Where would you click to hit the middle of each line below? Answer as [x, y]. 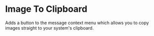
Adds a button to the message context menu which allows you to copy [77, 23]
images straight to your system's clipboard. [49, 28]
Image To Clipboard [46, 9]
